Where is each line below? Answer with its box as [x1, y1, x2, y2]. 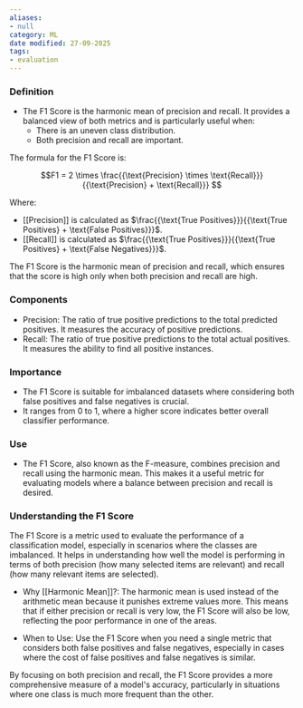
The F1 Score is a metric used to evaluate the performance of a [9, 530, 244, 541]
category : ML [9, 30, 59, 39]
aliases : [9, 13, 43, 23]
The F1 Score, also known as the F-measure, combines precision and [22, 459, 280, 470]
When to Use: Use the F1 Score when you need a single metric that [22, 633, 272, 644]
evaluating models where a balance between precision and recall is [22, 478, 273, 489]
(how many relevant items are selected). [9, 568, 159, 580]
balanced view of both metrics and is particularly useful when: [22, 115, 256, 127]
